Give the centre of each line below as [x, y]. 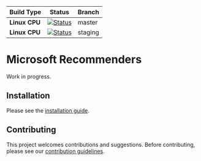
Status [59, 12]
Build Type [25, 12]
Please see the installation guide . [48, 110]
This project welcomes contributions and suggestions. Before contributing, [101, 144]
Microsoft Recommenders [74, 60]
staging [88, 32]
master [88, 22]
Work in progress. [29, 77]
